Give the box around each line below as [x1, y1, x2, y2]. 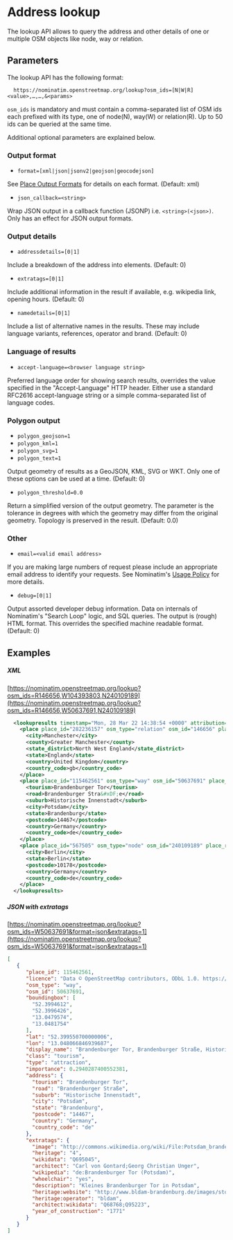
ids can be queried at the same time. [7, 120, 112, 128]
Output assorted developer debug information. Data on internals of [7, 604, 198, 613]
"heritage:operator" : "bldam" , [32, 1195, 123, 1202]
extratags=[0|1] [17, 275, 64, 282]
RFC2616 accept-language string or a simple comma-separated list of [7, 391, 207, 399]
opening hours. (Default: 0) [7, 295, 85, 303]
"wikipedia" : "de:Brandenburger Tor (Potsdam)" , [32, 1169, 175, 1176]
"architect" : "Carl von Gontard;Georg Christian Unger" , [32, 1163, 200, 1170]
